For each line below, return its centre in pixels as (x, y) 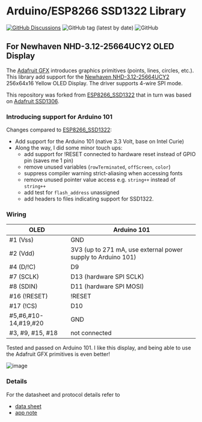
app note (26, 412)
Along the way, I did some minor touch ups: (69, 148)
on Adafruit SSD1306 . (33, 101)
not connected (91, 333)
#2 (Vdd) (22, 253)
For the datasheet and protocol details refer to (63, 394)
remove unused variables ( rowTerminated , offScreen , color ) (97, 167)
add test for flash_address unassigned (72, 193)
